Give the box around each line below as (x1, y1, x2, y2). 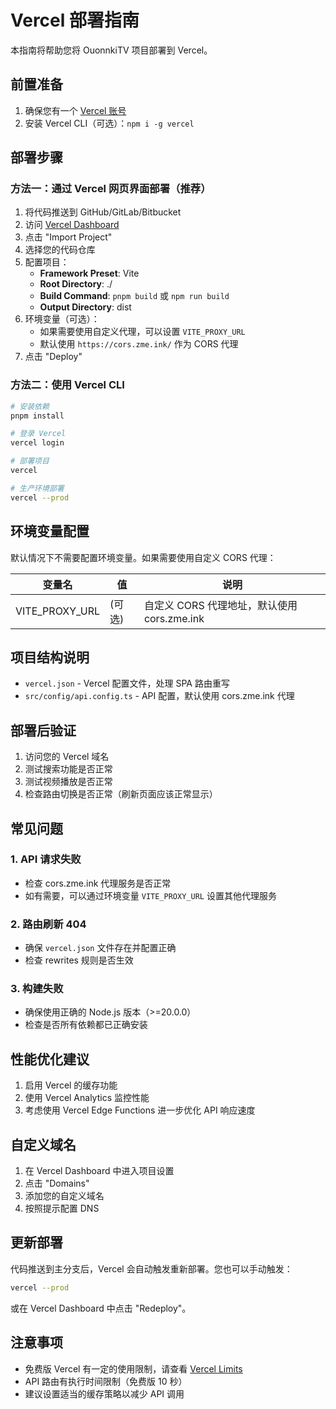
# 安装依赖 (10, 401, 50, 411)
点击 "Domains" (24, 1177, 90, 1190)
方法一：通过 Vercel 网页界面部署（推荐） (10, 182, 212, 196)
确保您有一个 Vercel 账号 (24, 104, 127, 116)
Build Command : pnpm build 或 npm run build (39, 290, 230, 302)
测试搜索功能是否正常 (24, 763, 113, 775)
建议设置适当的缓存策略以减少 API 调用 (24, 1387, 185, 1400)
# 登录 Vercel (10, 429, 67, 439)
